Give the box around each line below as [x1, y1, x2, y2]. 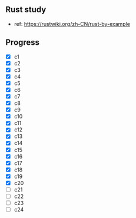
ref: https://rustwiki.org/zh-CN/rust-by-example [14, 20, 131, 27]
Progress [5, 38, 39, 48]
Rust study [5, 5, 47, 15]
